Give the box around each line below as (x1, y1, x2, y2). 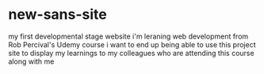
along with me (8, 57, 55, 66)
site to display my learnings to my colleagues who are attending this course (8, 48, 255, 57)
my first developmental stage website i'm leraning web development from (8, 31, 249, 41)
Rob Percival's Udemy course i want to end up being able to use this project (8, 39, 256, 49)
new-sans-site (8, 6, 107, 24)
